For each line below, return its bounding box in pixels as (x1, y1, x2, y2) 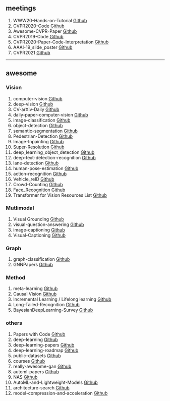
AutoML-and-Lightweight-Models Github (13, 379, 98, 385)
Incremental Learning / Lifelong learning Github (13, 296, 111, 302)
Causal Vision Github (13, 291, 57, 297)
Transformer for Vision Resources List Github (13, 192, 107, 198)
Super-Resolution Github (13, 144, 65, 150)
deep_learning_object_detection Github (13, 149, 95, 155)
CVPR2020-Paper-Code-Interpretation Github (13, 39, 109, 45)
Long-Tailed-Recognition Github (13, 302, 80, 308)
